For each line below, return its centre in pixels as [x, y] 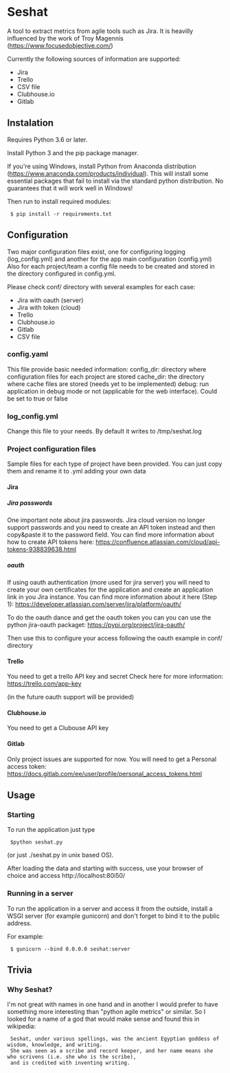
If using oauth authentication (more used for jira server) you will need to [109, 582]
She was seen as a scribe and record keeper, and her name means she [112, 1051]
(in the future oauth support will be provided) [71, 697]
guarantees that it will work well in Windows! [70, 188]
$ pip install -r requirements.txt [61, 214]
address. [20, 923]
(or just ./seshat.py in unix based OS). [60, 855]
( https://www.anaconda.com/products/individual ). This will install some [108, 173]
